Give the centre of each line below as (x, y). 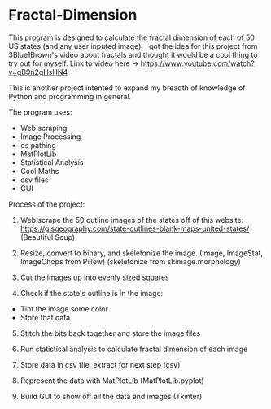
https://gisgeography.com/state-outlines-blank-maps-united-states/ (135, 228)
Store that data (45, 317)
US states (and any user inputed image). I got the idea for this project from (133, 46)
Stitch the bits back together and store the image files (110, 333)
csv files (34, 180)
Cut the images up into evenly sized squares (94, 277)
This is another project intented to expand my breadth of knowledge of (127, 88)
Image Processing (50, 137)
